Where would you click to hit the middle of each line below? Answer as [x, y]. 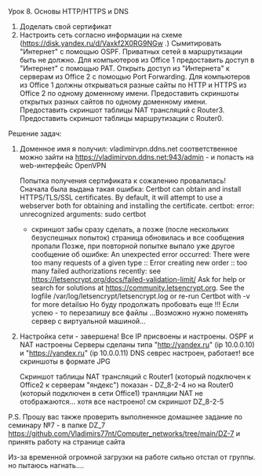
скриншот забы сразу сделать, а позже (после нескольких [130, 229]
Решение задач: [35, 134]
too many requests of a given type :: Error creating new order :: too [139, 263]
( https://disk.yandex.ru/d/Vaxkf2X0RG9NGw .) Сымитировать [120, 43]
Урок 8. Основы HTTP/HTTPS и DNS [69, 11]
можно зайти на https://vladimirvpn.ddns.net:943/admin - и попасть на [136, 157]
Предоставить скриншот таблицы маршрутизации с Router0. [121, 118]
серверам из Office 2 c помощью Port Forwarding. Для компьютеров [135, 77]
